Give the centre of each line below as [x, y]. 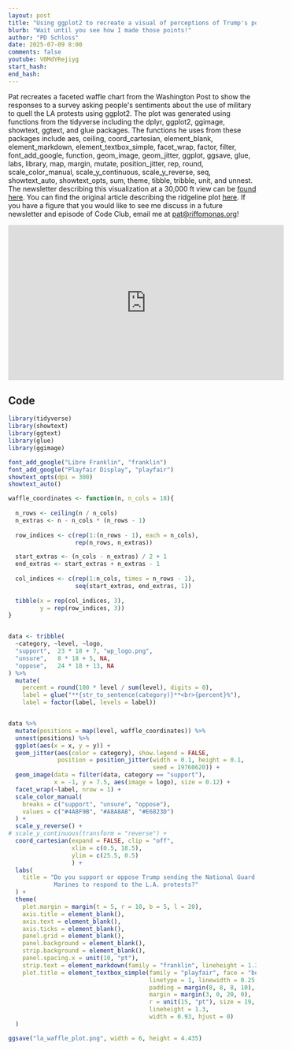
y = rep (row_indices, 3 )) [82, 608]
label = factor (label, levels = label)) [89, 702]
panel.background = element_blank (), [84, 944]
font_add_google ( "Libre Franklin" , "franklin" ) [88, 462]
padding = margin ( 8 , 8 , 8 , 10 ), [202, 987]
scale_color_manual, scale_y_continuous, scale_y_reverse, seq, [109, 172]
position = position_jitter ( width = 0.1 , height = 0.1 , [151, 760]
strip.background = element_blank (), [84, 951]
